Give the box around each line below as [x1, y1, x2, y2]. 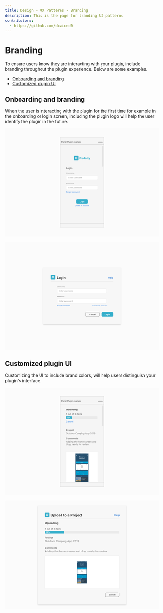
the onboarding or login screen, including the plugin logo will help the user [5, 113, 155, 119]
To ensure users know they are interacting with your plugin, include [5, 61, 141, 67]
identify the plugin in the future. [5, 119, 68, 124]
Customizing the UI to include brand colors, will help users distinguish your [5, 372, 156, 378]
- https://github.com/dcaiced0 [9, 23, 73, 28]
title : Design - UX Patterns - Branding [5, 8, 89, 13]
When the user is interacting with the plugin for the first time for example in [5, 108, 156, 114]
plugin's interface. [5, 377, 41, 383]
